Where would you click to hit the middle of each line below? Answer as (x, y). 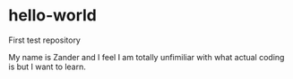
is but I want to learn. (47, 67)
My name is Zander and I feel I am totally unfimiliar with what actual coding (146, 57)
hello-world (53, 16)
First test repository (45, 40)
